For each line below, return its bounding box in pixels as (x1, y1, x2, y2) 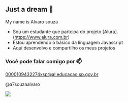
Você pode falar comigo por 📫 (5, 58, 82, 65)
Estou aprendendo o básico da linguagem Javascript (12, 39, 123, 45)
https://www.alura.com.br (14, 34, 69, 40)
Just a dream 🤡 (5, 5, 54, 14)
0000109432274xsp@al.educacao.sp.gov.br (5, 71, 99, 78)
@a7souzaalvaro (5, 81, 40, 87)
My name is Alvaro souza (5, 18, 58, 24)
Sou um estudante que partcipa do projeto (12, 29, 102, 35)
